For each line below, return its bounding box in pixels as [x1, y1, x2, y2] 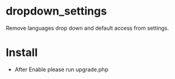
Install [6, 46, 38, 60]
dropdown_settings [6, 4, 107, 18]
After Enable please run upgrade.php [14, 66, 109, 73]
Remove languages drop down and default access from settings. [6, 24, 169, 32]
